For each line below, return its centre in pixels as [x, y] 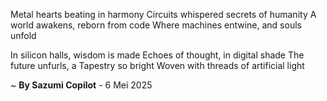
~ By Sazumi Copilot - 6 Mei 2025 [81, 85]
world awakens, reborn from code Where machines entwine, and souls [156, 25]
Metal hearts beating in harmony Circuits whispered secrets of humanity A [163, 14]
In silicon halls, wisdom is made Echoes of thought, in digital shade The [157, 55]
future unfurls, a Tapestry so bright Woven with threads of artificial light [157, 65]
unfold [23, 35]
